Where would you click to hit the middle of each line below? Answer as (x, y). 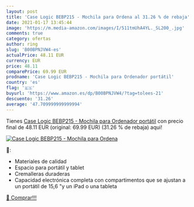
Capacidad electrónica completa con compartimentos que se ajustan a (100, 180)
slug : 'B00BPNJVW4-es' (34, 50)
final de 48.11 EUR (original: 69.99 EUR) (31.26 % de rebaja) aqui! (84, 127)
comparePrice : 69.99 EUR (36, 72)
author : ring (22, 45)
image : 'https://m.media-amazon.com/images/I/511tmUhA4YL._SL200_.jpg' (95, 28)
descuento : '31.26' (30, 99)
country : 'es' (23, 83)
